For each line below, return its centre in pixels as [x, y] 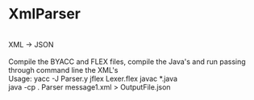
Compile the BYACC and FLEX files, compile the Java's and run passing [127, 62]
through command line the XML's [63, 70]
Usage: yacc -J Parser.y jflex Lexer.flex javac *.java [93, 78]
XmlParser [45, 14]
